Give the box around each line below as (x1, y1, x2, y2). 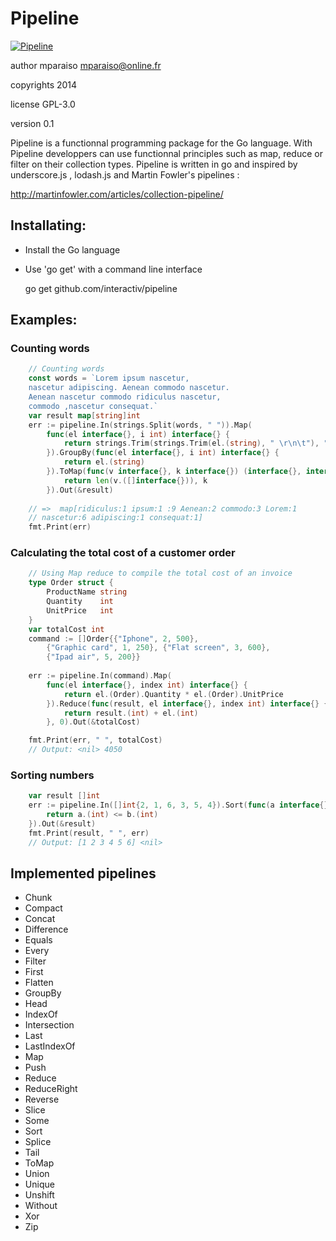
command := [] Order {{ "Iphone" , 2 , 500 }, (28, 633, 199, 644)
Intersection (24, 1019, 75, 1031)
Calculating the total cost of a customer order (10, 546, 236, 560)
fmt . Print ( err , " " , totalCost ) (28, 735, 163, 746)
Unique (24, 1178, 55, 1191)
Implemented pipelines (10, 865, 157, 882)
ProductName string (46, 587, 128, 597)
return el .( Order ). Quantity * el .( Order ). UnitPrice (63, 689, 284, 699)
